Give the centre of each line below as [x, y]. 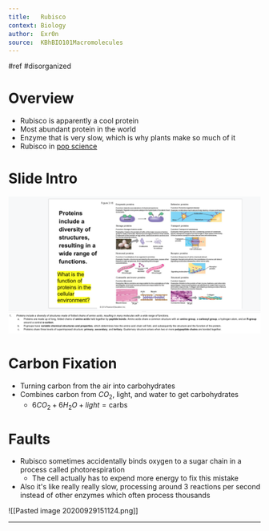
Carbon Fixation [63, 363]
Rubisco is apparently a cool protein [79, 121]
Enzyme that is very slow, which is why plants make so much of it [128, 138]
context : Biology [37, 25]
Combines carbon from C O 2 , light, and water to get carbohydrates [129, 395]
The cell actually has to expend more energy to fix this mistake [135, 478]
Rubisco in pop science [58, 146]
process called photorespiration [72, 470]
